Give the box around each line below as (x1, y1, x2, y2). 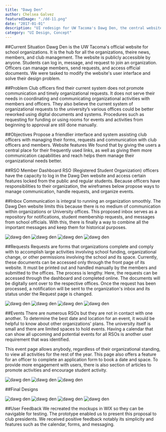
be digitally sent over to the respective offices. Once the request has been (5, 280, 156, 286)
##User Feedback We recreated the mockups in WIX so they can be (5, 406, 144, 411)
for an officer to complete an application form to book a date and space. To (5, 357, 158, 362)
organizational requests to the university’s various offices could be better (5, 106, 154, 112)
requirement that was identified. (5, 336, 70, 342)
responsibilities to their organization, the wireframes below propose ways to (5, 183, 160, 189)
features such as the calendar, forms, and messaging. (5, 422, 115, 427)
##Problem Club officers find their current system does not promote (5, 85, 144, 91)
